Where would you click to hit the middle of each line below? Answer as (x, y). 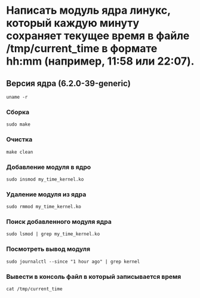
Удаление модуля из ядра (46, 194)
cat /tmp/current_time (34, 289)
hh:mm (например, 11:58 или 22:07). (100, 61)
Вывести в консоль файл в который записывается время (94, 276)
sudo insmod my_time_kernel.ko (45, 179)
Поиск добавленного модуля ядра (59, 222)
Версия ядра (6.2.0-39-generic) (69, 83)
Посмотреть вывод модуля (48, 249)
